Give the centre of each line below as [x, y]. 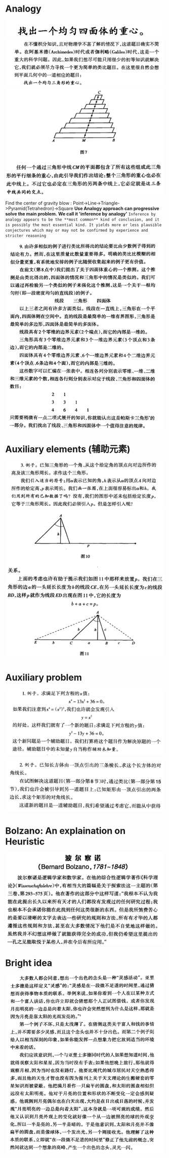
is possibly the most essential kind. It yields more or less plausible [83, 225]
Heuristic [25, 842]
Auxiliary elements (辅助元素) [68, 449]
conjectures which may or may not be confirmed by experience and [77, 231]
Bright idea [29, 963]
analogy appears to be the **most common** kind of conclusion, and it [82, 220]
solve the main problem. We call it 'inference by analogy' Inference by [80, 214]
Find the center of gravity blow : [39, 203]
